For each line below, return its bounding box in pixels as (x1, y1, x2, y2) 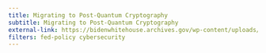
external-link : (8, 26, 59, 34)
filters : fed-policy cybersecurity (8, 33, 126, 41)
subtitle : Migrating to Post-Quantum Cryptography (8, 19, 179, 26)
